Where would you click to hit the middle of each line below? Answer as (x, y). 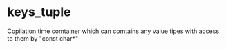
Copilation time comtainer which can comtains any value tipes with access (113, 31)
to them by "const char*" (43, 38)
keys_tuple (39, 12)
